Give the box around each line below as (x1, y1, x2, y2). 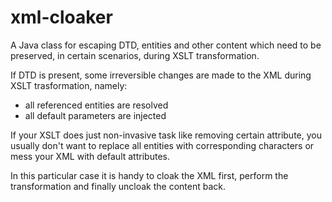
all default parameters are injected (24, 109, 167, 121)
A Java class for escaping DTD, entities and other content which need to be (10, 39, 322, 51)
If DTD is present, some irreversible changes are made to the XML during (10, 69, 312, 81)
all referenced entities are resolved (24, 99, 169, 111)
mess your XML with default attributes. (10, 150, 170, 162)
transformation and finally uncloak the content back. (10, 180, 226, 192)
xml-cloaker (10, 6, 113, 29)
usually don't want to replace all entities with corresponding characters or (10, 139, 315, 151)
